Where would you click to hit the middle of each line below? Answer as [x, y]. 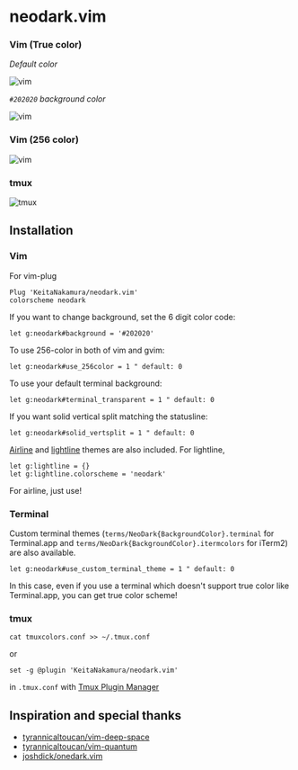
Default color [34, 64]
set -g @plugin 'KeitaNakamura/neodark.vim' [94, 671]
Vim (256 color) [44, 139]
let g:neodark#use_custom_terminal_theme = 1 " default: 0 [122, 569]
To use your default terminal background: [86, 383]
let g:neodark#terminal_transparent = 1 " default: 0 [112, 399]
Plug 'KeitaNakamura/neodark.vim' [74, 292]
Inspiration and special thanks [96, 716]
